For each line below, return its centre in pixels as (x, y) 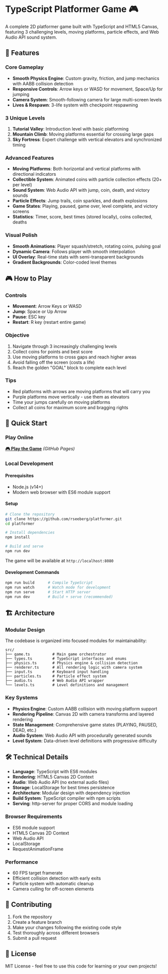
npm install (18, 537)
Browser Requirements (34, 817)
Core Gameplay (25, 67)
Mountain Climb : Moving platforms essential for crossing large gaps (83, 134)
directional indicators (34, 174)
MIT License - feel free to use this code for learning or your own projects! (81, 966)
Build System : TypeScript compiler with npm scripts (66, 798)
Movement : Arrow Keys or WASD (47, 306)
